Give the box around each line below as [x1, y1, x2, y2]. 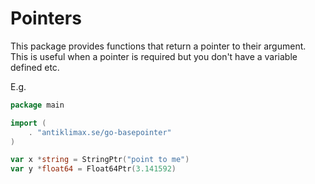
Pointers [10, 7, 82, 30]
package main [10, 100, 65, 110]
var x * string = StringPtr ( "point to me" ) [10, 155, 190, 165]
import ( [10, 118, 47, 128]
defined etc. [10, 61, 60, 73]
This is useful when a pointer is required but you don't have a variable [10, 50, 298, 62]
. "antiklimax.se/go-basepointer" [28, 127, 172, 137]
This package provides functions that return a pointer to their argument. [10, 40, 307, 52]
